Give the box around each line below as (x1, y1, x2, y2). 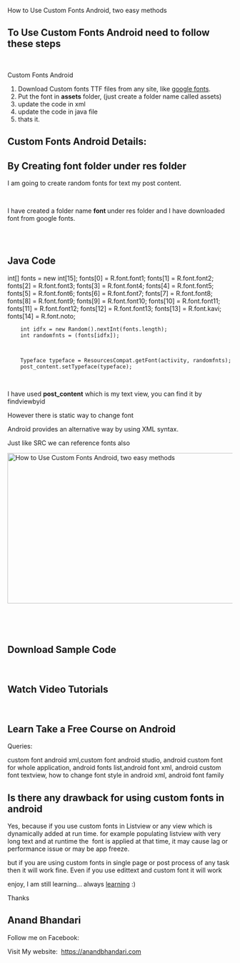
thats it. (17, 114, 41, 124)
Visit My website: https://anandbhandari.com (7, 947, 141, 956)
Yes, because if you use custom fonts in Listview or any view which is (7, 822, 213, 831)
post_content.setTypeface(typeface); (20, 363, 133, 370)
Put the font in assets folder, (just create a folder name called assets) (17, 92, 222, 101)
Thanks (7, 894, 30, 902)
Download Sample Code (7, 644, 116, 656)
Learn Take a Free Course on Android (7, 723, 176, 735)
